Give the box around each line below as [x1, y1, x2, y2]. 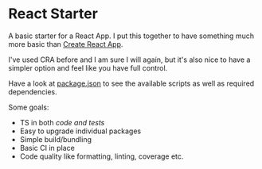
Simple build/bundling [19, 134, 92, 144]
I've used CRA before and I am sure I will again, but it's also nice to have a [8, 55, 251, 64]
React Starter [8, 5, 98, 23]
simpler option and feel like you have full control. [8, 63, 168, 72]
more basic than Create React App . [8, 39, 123, 48]
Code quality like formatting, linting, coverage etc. [19, 152, 184, 161]
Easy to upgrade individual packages [19, 126, 142, 136]
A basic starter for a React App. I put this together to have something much [8, 31, 255, 40]
